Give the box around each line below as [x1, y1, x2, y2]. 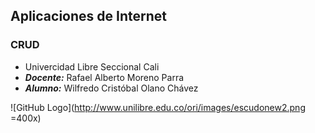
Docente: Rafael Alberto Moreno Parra [24, 71, 185, 83]
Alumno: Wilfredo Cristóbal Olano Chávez [24, 82, 199, 94]
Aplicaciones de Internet [10, 8, 167, 25]
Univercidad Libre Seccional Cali [24, 60, 160, 73]
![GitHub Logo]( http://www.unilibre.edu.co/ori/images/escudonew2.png [10, 101, 306, 113]
